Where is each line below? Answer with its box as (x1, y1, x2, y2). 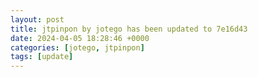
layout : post (10, 14, 65, 25)
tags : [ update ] (10, 52, 74, 62)
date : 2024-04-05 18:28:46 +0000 (10, 33, 150, 43)
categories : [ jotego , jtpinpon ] (10, 42, 145, 53)
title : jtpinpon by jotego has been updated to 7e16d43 (10, 24, 248, 34)
